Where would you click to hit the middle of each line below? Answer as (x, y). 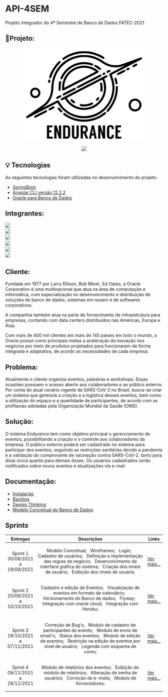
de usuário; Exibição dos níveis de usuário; (90, 572)
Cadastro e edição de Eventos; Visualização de (90, 588)
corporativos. (19, 305)
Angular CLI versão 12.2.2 (39, 192)
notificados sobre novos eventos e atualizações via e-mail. (66, 466)
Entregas (20, 539)
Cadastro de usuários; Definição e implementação (90, 556)
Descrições (90, 539)
